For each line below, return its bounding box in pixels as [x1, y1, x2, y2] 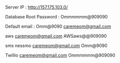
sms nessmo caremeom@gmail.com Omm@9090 [5, 43, 107, 49]
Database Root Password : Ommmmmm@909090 [5, 14, 108, 19]
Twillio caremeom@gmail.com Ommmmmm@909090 [5, 52, 115, 58]
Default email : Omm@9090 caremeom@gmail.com [5, 23, 111, 29]
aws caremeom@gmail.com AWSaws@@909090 [5, 33, 107, 39]
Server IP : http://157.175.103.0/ [5, 4, 68, 10]
